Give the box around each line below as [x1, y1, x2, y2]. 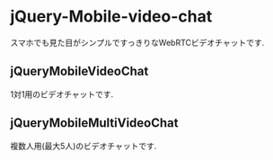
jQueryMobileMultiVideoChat [10, 115, 179, 131]
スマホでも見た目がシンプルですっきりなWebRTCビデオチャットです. [10, 37, 265, 48]
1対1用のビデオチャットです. [10, 88, 114, 100]
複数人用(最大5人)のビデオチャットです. [10, 140, 157, 151]
